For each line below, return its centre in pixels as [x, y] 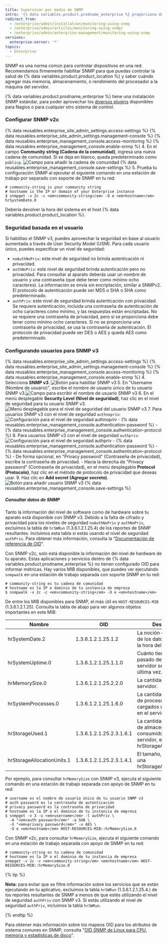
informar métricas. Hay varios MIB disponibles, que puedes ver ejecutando [82, 569]
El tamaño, [149, 754]
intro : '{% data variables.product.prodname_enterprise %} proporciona [81, 14]
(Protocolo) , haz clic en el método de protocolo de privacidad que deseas [81, 472]
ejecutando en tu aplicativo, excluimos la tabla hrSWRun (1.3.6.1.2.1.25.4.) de [81, 890]
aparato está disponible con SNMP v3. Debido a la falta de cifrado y [75, 517]
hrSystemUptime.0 [30, 663]
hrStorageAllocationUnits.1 [39, 760]
